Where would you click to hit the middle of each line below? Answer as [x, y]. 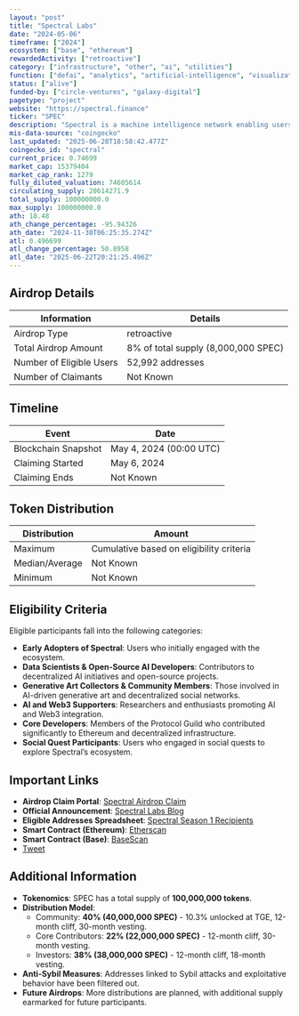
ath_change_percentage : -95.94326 [73, 224]
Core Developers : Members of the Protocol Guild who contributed [143, 724]
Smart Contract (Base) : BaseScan [85, 839]
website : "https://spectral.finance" [79, 109]
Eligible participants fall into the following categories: [106, 631]
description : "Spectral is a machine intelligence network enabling [139, 125]
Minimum [33, 577]
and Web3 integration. [63, 714]
